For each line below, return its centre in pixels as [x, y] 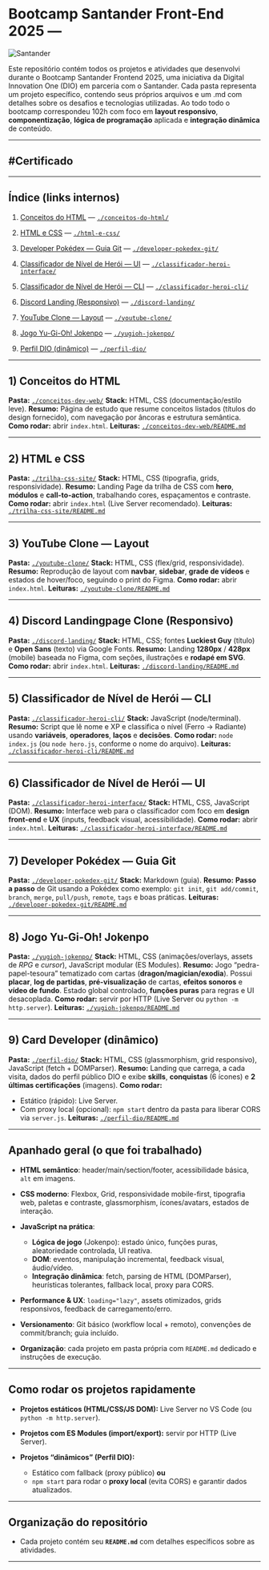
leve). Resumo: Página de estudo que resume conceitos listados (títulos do [132, 409]
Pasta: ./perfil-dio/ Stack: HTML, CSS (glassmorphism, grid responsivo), [133, 1059]
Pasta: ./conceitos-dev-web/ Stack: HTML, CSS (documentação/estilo [125, 400]
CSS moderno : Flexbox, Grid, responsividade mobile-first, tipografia [132, 1194]
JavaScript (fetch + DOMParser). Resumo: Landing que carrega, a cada [127, 1068]
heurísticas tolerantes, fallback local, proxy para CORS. [123, 1284]
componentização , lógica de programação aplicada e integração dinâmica [134, 120]
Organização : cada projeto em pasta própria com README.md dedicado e [139, 1348]
